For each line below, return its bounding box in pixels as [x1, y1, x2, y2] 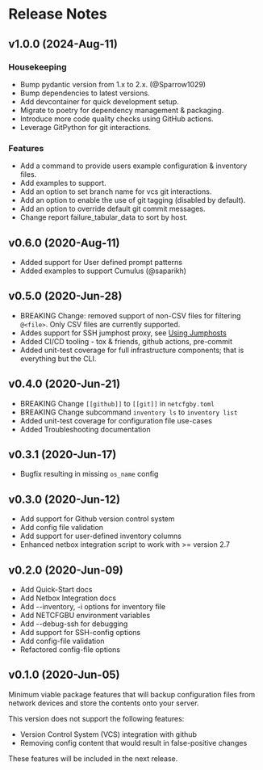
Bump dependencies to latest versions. [19, 88, 151, 98]
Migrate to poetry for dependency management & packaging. [19, 105, 224, 115]
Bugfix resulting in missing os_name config [19, 469, 159, 479]
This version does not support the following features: [8, 713, 185, 723]
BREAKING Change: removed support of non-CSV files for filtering [19, 310, 241, 320]
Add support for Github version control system [19, 514, 175, 524]
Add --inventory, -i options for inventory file [19, 602, 166, 612]
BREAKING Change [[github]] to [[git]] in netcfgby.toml [19, 398, 215, 408]
